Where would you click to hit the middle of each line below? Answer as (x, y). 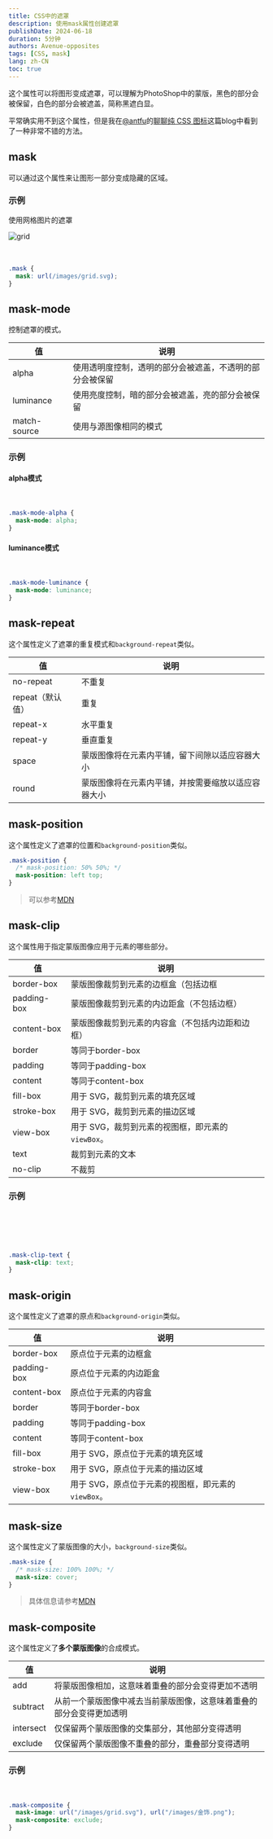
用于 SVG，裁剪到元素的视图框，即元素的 (149, 1126)
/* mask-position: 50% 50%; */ (69, 868)
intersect (29, 1728)
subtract (28, 1707)
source (26, 431)
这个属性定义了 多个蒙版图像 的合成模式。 (76, 1648)
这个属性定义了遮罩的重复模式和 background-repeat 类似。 (104, 643)
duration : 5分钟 (35, 39)
